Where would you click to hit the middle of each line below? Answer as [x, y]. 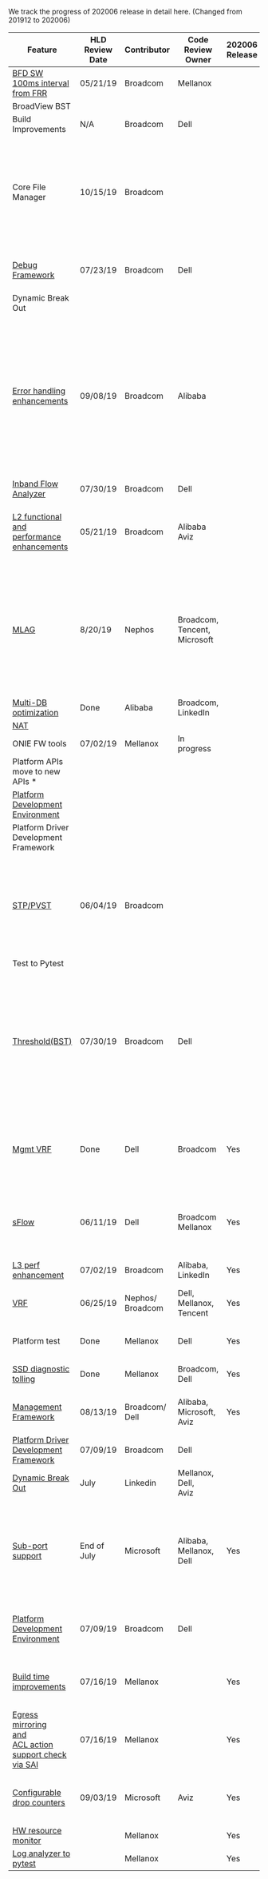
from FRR [30, 93]
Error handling [39, 391]
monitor [27, 1840]
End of [92, 1546]
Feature [42, 50]
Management [37, 1407]
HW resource [37, 1831]
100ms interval [41, 83]
